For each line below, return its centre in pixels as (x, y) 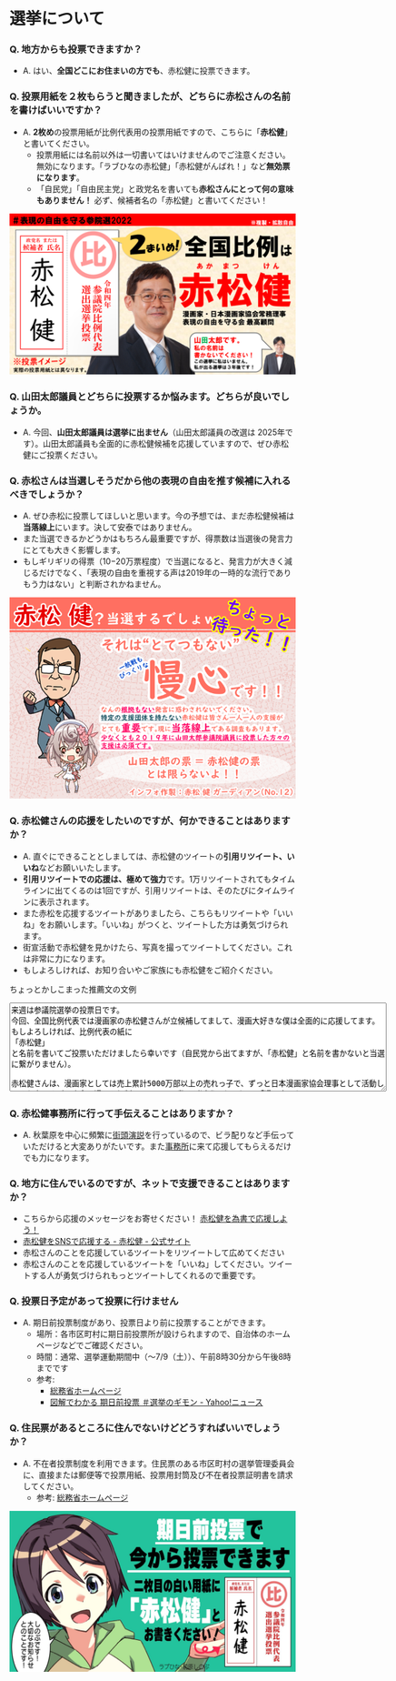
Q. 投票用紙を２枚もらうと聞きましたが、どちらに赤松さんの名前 (150, 96)
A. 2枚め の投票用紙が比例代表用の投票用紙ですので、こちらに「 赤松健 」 (157, 132)
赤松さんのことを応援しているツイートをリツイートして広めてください (153, 1253)
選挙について (57, 19)
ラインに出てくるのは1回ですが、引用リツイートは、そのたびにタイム (151, 890)
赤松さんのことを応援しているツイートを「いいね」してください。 (146, 1264)
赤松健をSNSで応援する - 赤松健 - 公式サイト (106, 1242)
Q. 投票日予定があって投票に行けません (94, 1302)
